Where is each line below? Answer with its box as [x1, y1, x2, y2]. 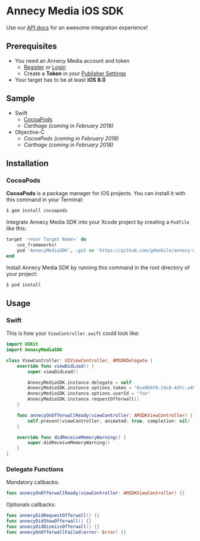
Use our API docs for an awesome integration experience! [6, 24, 148, 31]
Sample [6, 94, 35, 104]
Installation [6, 158, 49, 168]
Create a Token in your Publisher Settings [23, 70, 126, 77]
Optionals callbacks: [6, 501, 56, 508]
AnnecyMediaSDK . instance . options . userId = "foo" [27, 391, 151, 396]
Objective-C [14, 128, 45, 136]
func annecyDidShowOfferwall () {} [6, 518, 92, 524]
